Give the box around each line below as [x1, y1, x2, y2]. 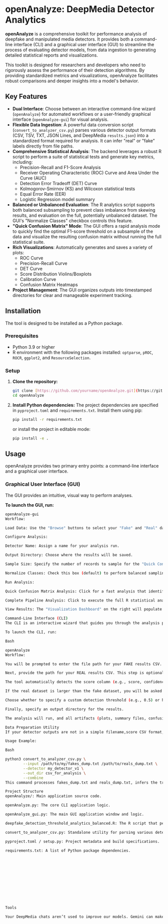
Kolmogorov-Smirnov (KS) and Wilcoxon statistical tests [19, 186, 135, 192]
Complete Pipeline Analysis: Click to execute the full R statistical [5, 598, 155, 603]
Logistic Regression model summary [19, 196, 95, 202]
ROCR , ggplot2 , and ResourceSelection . [12, 355, 91, 361]
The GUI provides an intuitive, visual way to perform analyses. [5, 492, 133, 498]
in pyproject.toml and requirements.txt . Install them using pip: [12, 407, 143, 413]
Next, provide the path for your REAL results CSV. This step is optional [5, 671, 164, 676]
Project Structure [5, 789, 43, 794]
